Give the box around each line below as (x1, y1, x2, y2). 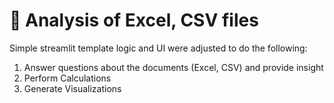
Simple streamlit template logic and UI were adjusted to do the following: (9, 42, 308, 54)
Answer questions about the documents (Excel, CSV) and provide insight (23, 61, 324, 73)
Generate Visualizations (23, 82, 122, 94)
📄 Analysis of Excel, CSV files (9, 9, 259, 32)
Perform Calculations (23, 72, 112, 84)
